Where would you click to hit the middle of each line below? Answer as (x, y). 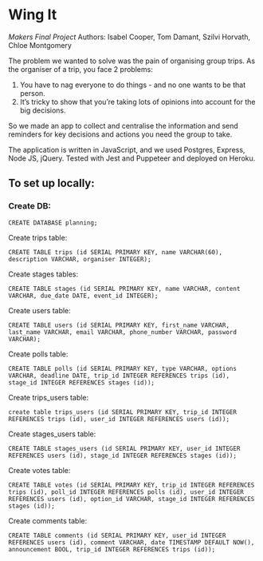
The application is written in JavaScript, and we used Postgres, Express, (127, 149)
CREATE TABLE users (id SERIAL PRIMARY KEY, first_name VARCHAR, (119, 325)
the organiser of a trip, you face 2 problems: (80, 69)
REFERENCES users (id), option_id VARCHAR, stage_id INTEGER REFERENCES (131, 499)
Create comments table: (48, 520)
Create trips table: (38, 237)
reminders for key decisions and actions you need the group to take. (120, 134)
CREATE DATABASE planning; (53, 223)
